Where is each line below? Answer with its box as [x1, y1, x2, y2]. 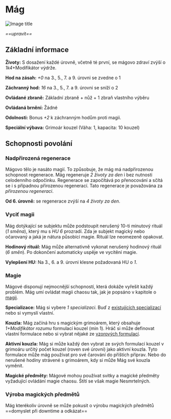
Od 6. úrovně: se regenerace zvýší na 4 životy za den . [5, 198, 120, 204]
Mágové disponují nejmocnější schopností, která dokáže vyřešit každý [5, 284, 154, 290]
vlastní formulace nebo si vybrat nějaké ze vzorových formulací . [5, 331, 140, 337]
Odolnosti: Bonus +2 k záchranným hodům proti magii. [5, 114, 121, 120]
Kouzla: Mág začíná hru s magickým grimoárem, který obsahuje [5, 320, 141, 326]
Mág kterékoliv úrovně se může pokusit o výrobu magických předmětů [5, 403, 154, 409]
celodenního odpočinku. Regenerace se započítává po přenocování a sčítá [5, 177, 163, 184]
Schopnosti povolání [5, 139, 73, 148]
